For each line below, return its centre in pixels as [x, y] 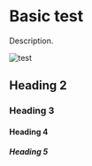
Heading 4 [29, 132]
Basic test [46, 16]
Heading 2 [38, 86]
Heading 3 [32, 110]
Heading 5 [29, 152]
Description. [31, 41]
